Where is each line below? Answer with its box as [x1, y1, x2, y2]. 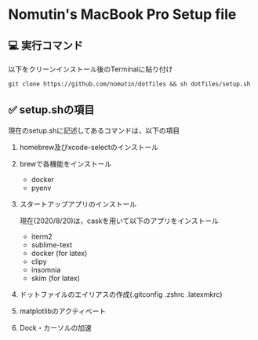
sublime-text [31, 239, 73, 249]
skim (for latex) [31, 273, 81, 283]
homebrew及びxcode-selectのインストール [19, 142, 159, 152]
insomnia [31, 265, 61, 274]
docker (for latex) [31, 248, 88, 258]
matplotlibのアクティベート [19, 306, 107, 316]
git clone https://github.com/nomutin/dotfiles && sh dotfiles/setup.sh [8, 80, 251, 88]
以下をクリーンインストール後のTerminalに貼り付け [8, 64, 173, 74]
